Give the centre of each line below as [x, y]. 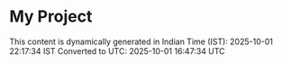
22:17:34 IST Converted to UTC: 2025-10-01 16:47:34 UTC [117, 50]
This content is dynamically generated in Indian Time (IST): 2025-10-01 [141, 41]
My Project [51, 17]
